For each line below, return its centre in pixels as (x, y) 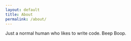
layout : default (22, 10)
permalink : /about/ (26, 19)
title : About (19, 14)
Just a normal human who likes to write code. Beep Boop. (66, 33)
